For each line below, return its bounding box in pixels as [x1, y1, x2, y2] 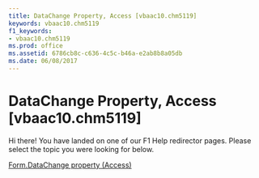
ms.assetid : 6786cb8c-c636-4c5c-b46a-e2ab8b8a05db [8, 49, 183, 57]
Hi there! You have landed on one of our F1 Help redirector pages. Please [8, 135, 252, 146]
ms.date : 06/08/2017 [8, 57, 79, 66]
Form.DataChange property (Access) [8, 159, 132, 170]
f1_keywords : [8, 27, 53, 35]
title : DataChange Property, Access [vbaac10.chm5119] [8, 11, 197, 20]
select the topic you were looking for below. [8, 144, 155, 154]
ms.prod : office [8, 42, 63, 50]
